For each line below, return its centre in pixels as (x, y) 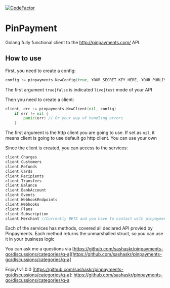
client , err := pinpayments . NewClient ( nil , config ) (61, 109)
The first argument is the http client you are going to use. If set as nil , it (80, 133)
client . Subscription (27, 214)
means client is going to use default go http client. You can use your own (81, 138)
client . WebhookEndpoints (31, 200)
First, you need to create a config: (40, 71)
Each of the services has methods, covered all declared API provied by (79, 228)
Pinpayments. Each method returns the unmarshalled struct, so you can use (84, 234)
